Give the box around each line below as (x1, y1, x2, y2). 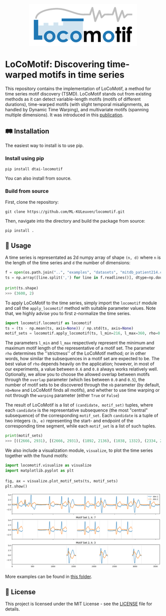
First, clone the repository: (5, 199, 59, 205)
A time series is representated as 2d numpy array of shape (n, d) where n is (5, 254, 161, 261)
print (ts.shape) (5, 285, 39, 290)
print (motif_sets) (5, 433, 43, 438)
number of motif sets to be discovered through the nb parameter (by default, (5, 382, 161, 388)
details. (5, 606, 20, 612)
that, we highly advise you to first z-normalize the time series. (5, 310, 131, 316)
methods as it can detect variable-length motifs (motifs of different (5, 96, 141, 102)
